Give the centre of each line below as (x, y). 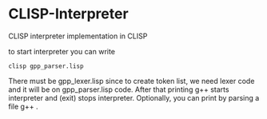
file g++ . (23, 106)
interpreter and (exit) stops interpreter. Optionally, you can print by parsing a (134, 97)
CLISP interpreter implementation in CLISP (78, 36)
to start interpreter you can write (62, 51)
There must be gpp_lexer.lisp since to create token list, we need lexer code (132, 81)
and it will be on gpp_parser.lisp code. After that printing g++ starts (119, 89)
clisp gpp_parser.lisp (46, 66)
